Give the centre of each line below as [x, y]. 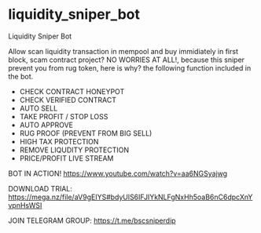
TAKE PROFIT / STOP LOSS [64, 116]
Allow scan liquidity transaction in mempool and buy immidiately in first [123, 51]
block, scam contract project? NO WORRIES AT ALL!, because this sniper [127, 60]
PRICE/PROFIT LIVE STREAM [66, 158]
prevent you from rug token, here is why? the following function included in [130, 67]
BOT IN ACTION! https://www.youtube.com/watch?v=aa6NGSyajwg [118, 173]
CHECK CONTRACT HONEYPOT [72, 91]
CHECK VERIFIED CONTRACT [68, 100]
